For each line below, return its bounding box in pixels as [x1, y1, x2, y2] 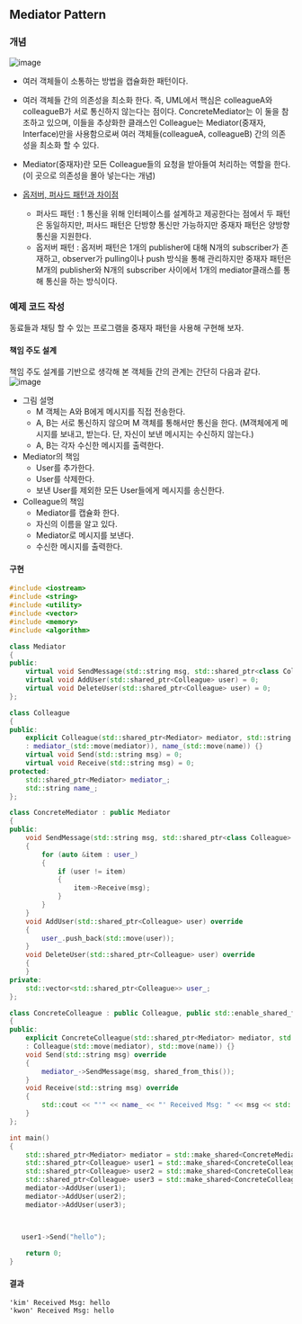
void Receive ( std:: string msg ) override [25, 1084, 179, 1093]
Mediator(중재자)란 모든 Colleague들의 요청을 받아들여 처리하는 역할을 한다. [22, 158, 291, 169]
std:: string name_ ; [25, 783, 99, 792]
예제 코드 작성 [9, 300, 66, 313]
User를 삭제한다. [35, 474, 95, 485]
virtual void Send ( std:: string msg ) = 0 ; [25, 750, 182, 759]
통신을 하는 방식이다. [45, 275, 119, 286]
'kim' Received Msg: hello [9, 1299, 111, 1308]
